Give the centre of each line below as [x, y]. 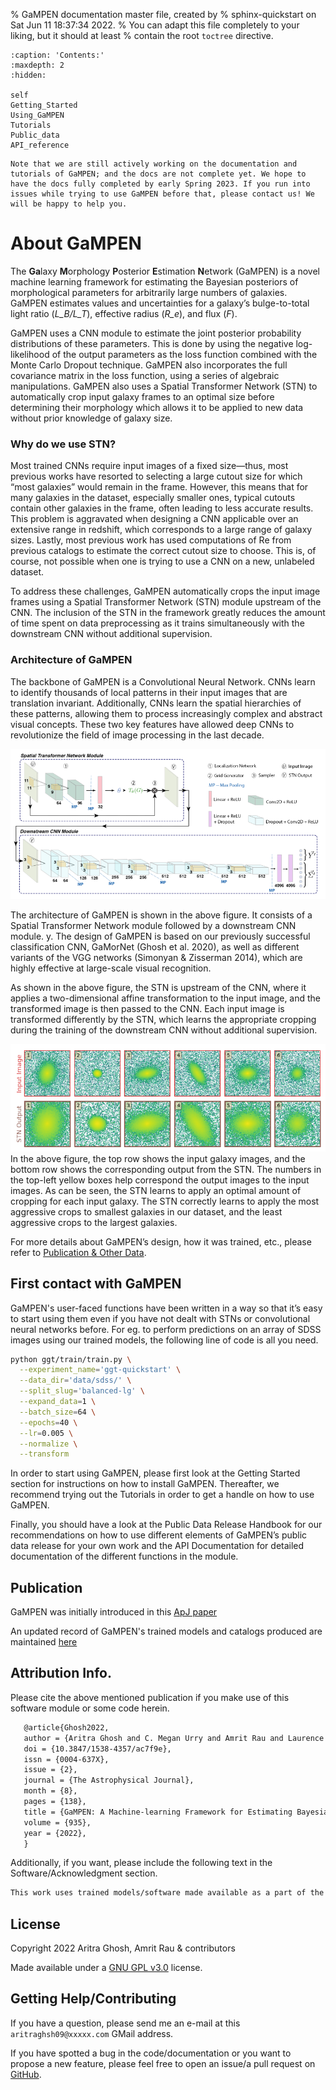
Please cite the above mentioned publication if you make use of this [150, 1697]
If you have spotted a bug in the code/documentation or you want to [151, 2053]
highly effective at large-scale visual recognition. [111, 968]
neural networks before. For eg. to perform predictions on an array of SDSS [166, 1329]
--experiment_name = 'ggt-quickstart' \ [100, 1370]
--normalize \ [48, 1444]
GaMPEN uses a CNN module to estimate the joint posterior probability [156, 333]
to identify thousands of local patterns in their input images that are [149, 692]
